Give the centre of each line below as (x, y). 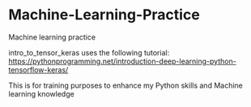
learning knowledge (41, 93)
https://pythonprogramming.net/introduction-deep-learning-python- (122, 61)
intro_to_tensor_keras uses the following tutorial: (89, 52)
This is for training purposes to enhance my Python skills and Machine (125, 85)
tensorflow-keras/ (38, 69)
